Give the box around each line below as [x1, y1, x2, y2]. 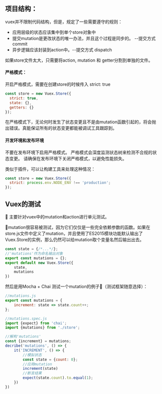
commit [12, 41, 28, 47]
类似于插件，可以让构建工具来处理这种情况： [5, 166, 96, 172]
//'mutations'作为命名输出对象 [5, 251, 63, 256]
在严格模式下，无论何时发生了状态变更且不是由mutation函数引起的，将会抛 [5, 119, 156, 125]
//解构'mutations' [5, 334, 41, 339]
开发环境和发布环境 [5, 137, 44, 143]
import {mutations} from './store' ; [5, 325, 80, 330]
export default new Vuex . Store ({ [5, 260, 74, 265]
